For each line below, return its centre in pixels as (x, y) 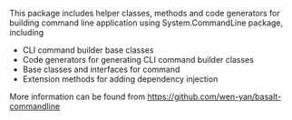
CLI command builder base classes (88, 50)
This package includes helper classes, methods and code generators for (145, 13)
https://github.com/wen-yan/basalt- (214, 96)
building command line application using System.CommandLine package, (146, 23)
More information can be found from (78, 96)
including (27, 32)
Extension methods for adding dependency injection (120, 79)
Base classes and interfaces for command (101, 69)
